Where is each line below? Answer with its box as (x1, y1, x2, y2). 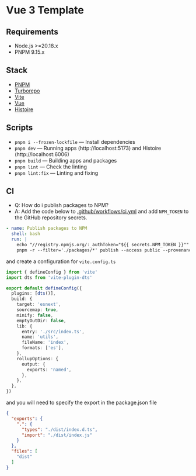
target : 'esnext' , (16, 302, 61, 308)
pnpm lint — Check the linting (14, 163, 87, 170)
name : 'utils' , (21, 334, 59, 340)
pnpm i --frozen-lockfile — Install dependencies (14, 138, 135, 145)
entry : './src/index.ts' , (21, 329, 85, 334)
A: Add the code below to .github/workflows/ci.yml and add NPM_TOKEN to (14, 208, 189, 215)
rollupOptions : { (16, 356, 59, 361)
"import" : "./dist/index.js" (21, 432, 93, 438)
